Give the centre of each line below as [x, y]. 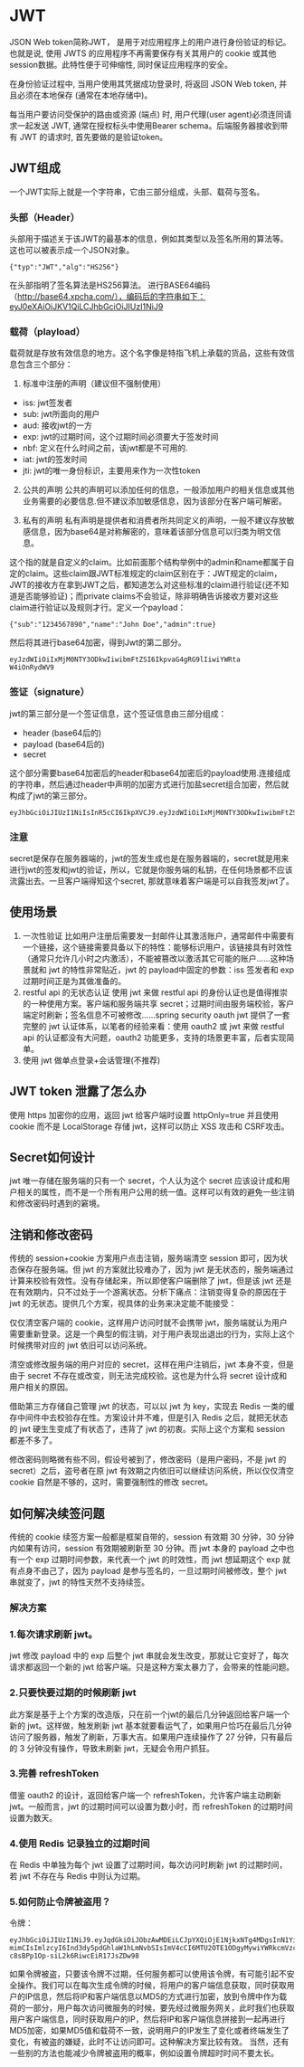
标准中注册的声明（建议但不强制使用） [94, 384]
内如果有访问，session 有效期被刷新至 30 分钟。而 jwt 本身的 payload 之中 [148, 1548]
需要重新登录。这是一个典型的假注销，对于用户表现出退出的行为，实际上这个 [152, 1334]
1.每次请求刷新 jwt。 [53, 1634]
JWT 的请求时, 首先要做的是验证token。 [94, 137]
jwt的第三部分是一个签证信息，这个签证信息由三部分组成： [118, 713]
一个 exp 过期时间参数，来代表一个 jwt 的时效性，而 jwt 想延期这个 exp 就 [154, 1560]
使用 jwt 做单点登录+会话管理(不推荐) [91, 1060]
